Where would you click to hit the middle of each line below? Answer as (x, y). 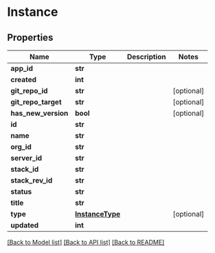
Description (146, 57)
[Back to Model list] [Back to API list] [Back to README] (86, 242)
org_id (21, 147)
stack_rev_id (32, 180)
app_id (22, 68)
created (23, 80)
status (21, 192)
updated (25, 225)
